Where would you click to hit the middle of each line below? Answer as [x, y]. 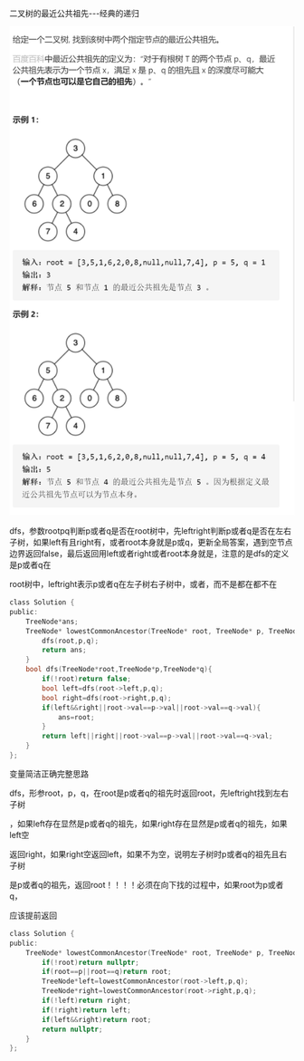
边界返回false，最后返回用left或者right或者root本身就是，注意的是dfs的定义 [149, 554]
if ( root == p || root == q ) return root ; [107, 972]
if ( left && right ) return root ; [97, 1019]
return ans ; [65, 651]
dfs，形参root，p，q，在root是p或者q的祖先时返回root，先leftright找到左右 [149, 793]
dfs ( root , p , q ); [71, 641]
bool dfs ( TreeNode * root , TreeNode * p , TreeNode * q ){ [119, 670]
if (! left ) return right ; [86, 1001]
